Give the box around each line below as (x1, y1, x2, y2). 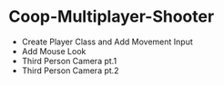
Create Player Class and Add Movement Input (21, 36, 193, 47)
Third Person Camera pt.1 (21, 55, 117, 66)
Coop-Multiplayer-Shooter (8, 6, 215, 27)
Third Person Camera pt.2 (21, 65, 119, 76)
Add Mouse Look (21, 45, 87, 56)
